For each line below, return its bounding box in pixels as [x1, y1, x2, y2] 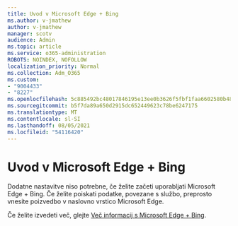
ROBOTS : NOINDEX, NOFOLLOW [7, 56, 87, 64]
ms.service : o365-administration [7, 50, 106, 57]
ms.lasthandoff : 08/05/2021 [7, 121, 91, 129]
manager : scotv [7, 30, 52, 37]
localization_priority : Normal [7, 63, 100, 70]
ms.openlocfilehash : [7, 96, 69, 103]
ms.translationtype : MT [7, 109, 78, 116]
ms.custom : [7, 76, 40, 83]
